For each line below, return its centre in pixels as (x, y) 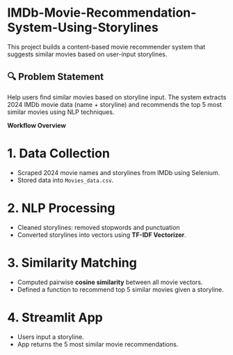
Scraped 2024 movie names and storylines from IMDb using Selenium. (119, 172)
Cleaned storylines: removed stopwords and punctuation (98, 227)
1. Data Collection (58, 153)
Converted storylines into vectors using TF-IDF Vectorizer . (102, 235)
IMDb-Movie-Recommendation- (102, 13)
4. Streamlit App (55, 317)
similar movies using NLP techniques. (61, 112)
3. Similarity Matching (72, 263)
